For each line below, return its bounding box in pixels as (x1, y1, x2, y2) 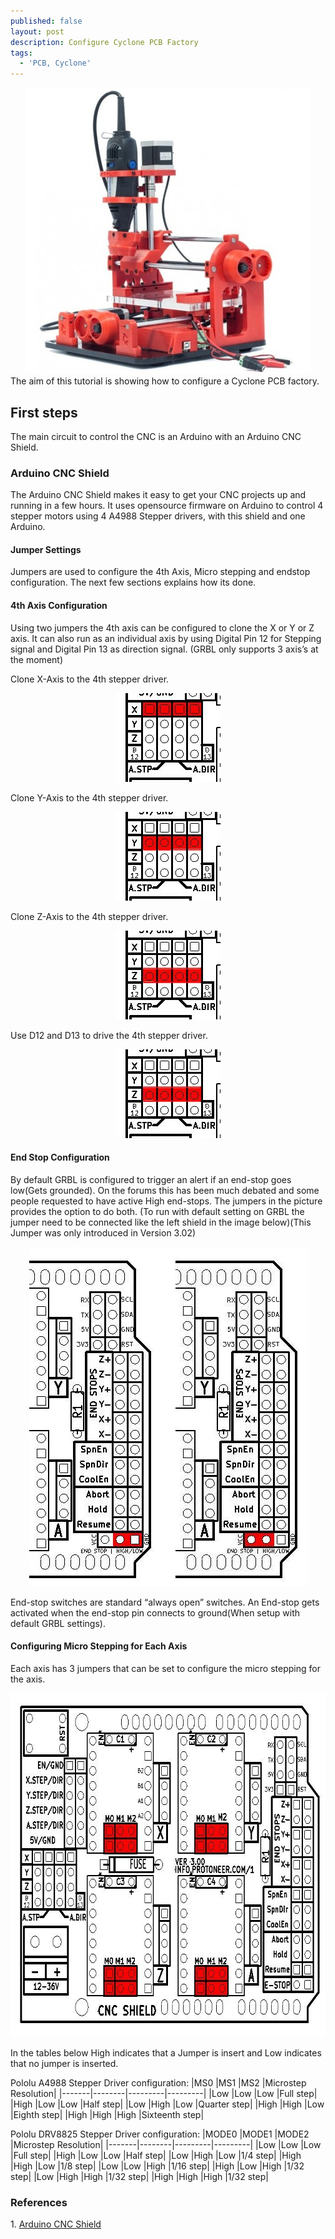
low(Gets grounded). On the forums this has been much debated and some (10, 1184, 320, 1196)
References (10, 2195, 68, 2209)
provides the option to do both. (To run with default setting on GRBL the (10, 1205, 305, 1217)
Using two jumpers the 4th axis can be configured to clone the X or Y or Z (10, 621, 315, 634)
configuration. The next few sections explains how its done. (10, 576, 257, 589)
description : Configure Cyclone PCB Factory (10, 37, 199, 47)
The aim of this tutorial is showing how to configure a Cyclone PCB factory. (10, 375, 320, 387)
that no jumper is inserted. (10, 2058, 119, 2070)
